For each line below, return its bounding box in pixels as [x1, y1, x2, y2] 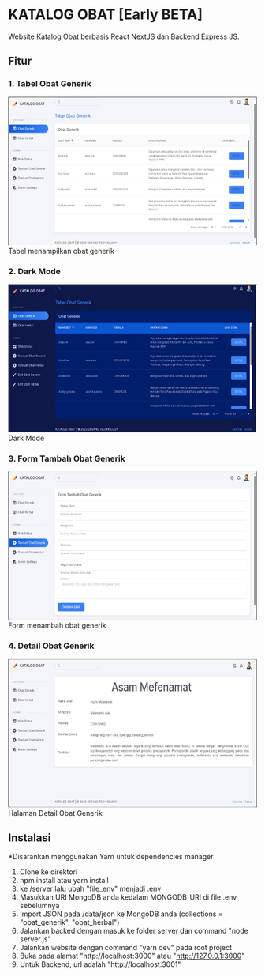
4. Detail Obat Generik [8, 640, 95, 651]
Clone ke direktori [19, 867, 78, 877]
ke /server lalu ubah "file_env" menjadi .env [19, 884, 162, 894]
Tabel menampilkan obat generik [8, 246, 115, 255]
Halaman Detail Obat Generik [8, 808, 103, 817]
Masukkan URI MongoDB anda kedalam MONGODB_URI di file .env [19, 892, 237, 902]
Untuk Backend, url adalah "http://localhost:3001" [19, 960, 181, 969]
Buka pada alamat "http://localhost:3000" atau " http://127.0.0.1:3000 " [19, 951, 245, 961]
